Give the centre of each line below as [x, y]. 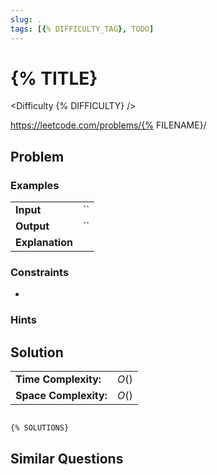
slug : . [26, 19]
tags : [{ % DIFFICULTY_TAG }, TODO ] [82, 29]
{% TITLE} [54, 78]
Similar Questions [67, 459]
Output [32, 226]
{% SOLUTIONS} [40, 428]
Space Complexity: [61, 396]
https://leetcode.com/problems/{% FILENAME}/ [108, 125]
